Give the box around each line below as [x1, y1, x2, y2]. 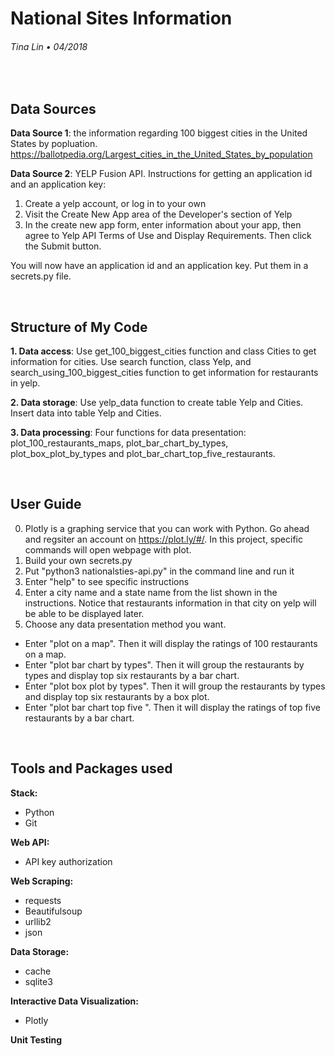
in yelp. [10, 377, 41, 389]
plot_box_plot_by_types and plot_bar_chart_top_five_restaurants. [10, 448, 276, 460]
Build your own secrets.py [24, 554, 133, 566]
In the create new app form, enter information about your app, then [24, 219, 302, 231]
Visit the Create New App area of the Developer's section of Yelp [24, 208, 293, 221]
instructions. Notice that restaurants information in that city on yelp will [24, 597, 317, 609]
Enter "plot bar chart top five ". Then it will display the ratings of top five [24, 701, 321, 713]
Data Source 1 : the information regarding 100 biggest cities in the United [10, 127, 308, 139]
